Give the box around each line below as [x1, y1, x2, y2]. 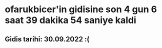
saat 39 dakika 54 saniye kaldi [5, 14, 136, 26]
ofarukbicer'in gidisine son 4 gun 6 [5, 4, 157, 15]
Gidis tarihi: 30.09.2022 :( [5, 35, 90, 43]
